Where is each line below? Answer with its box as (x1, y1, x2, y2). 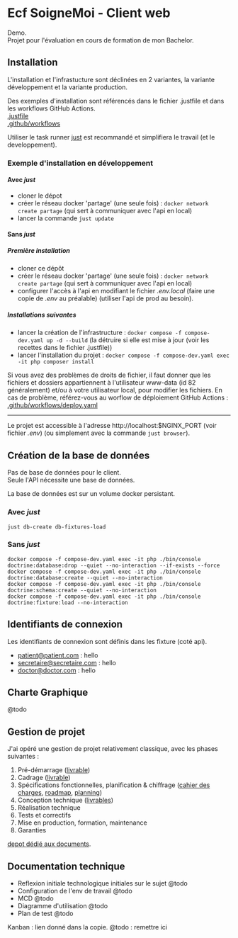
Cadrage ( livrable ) (17, 774, 71, 782)
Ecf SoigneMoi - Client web (7, 5, 171, 21)
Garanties (17, 826, 47, 835)
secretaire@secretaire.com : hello (17, 658, 117, 667)
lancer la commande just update (17, 214, 115, 222)
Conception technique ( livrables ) (17, 796, 114, 805)
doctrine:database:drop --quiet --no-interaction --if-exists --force (7, 562, 220, 569)
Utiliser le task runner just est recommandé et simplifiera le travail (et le (7, 132, 215, 141)
